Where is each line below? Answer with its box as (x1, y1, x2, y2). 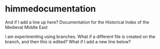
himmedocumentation (5, 3, 96, 14)
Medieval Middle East (5, 24, 48, 30)
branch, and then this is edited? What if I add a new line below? (5, 38, 131, 44)
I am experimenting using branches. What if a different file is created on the (5, 34, 156, 39)
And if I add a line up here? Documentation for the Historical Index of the (5, 19, 149, 25)
